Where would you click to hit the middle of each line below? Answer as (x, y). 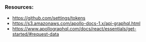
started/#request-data (35, 34)
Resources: (19, 7)
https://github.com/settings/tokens (49, 18)
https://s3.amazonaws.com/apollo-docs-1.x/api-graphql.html (76, 23)
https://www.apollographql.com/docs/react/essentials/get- (74, 29)
